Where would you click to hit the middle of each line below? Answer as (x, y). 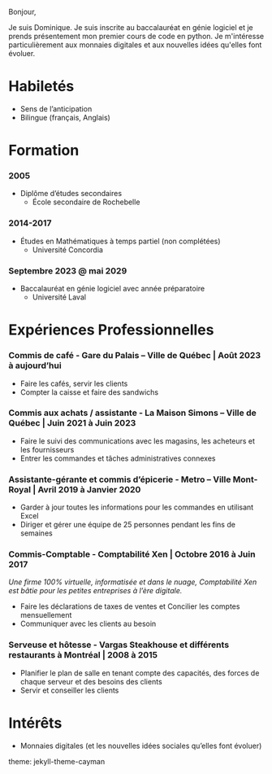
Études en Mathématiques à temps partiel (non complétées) (120, 241)
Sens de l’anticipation (56, 108)
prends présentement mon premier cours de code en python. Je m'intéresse (136, 36)
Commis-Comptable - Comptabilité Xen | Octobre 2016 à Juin (132, 554)
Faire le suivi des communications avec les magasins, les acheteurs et (138, 441)
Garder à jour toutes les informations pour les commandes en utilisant (137, 507)
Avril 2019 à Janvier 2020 (89, 489)
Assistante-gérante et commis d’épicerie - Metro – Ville (120, 479)
